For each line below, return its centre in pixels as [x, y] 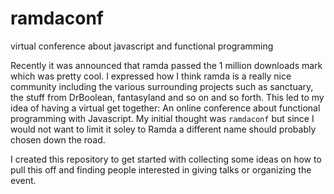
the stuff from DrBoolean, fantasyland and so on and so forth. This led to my [167, 97]
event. [23, 180]
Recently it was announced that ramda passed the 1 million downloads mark [166, 65]
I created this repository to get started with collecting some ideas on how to [166, 159]
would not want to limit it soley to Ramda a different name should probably [163, 129]
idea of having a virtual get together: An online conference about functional [165, 108]
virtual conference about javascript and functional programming [142, 46]
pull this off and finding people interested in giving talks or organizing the [161, 169]
